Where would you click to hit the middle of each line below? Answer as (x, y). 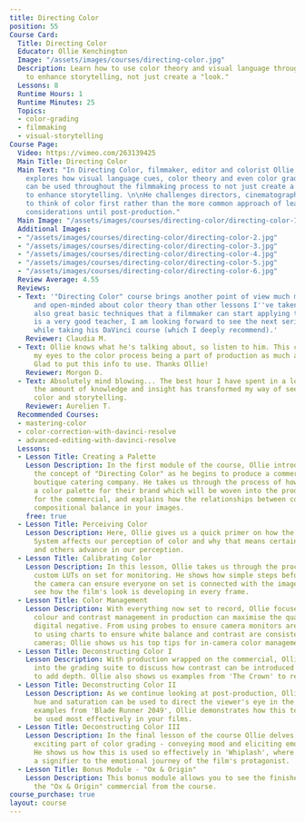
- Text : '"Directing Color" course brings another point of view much (154, 296)
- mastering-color (53, 423)
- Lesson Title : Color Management (83, 600)
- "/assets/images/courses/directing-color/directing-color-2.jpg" (148, 237)
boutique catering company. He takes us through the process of (157, 482)
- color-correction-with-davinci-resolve (97, 431)
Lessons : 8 (38, 85)
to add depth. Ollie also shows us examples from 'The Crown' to (159, 677)
